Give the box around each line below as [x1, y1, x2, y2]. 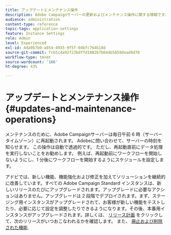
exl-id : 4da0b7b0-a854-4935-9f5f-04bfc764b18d [5, 45, 106, 50]
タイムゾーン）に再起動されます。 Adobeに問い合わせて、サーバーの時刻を [5, 138, 162, 144]
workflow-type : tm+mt [5, 54, 51, 60]
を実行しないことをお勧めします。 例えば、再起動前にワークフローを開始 [5, 150, 158, 156]
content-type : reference [5, 21, 58, 27]
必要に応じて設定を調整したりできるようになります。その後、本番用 [18, 206, 161, 212]
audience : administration [5, 17, 60, 22]
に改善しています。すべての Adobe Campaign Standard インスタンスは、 [5, 180, 157, 186]
